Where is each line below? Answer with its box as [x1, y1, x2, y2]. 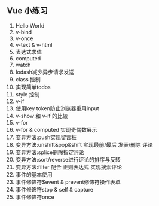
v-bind [15, 28, 32, 35]
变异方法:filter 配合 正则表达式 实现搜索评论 [15, 163, 122, 171]
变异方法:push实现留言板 [15, 134, 77, 141]
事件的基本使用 [15, 171, 53, 178]
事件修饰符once [15, 193, 54, 201]
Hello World [15, 22, 45, 29]
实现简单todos [15, 83, 51, 90]
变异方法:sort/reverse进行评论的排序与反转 [15, 156, 121, 163]
